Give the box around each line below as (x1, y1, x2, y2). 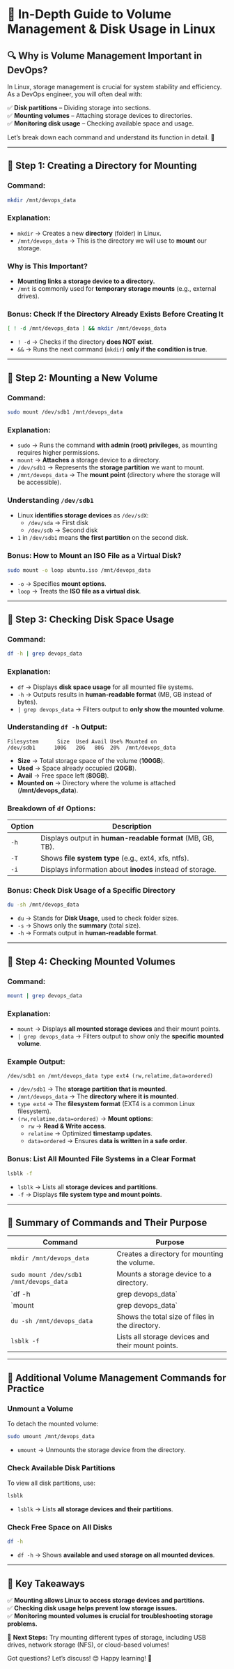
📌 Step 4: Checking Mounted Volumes (7, 956, 175, 967)
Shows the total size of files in (116, 1312, 214, 1322)
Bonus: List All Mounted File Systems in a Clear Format (7, 1154, 196, 1164)
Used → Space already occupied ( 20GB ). (17, 764, 137, 772)
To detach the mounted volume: (7, 1419, 99, 1428)
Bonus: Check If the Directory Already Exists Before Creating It (7, 310, 224, 319)
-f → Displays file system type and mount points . (17, 1190, 162, 1198)
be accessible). (17, 478, 61, 487)
